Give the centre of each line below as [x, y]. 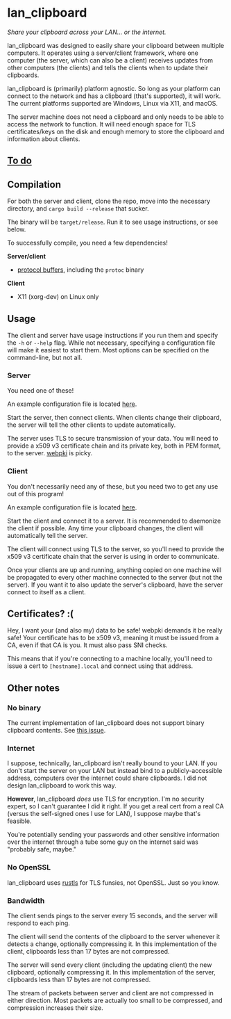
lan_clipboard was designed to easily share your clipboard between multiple [115, 45]
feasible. [19, 821]
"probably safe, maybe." [42, 849]
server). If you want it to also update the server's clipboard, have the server [115, 585]
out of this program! [36, 494]
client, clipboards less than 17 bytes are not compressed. [88, 951]
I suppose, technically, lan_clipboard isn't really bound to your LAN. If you [112, 763]
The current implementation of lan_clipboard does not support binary [106, 723]
